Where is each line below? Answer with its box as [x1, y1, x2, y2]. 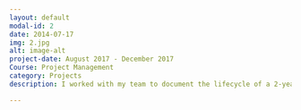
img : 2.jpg [9, 38, 50, 47]
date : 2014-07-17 [9, 30, 74, 38]
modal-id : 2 [9, 21, 54, 30]
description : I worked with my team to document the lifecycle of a [9, 80, 271, 89]
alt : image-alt [9, 47, 66, 55]
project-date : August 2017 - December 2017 [9, 55, 175, 63]
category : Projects [9, 72, 82, 80]
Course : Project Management [9, 63, 115, 72]
